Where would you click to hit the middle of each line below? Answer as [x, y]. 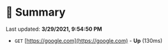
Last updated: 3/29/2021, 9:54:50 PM [54, 29]
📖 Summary [36, 12]
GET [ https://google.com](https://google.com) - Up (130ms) [88, 40]
